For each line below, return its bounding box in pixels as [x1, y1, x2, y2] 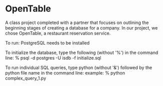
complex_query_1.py [5, 75, 46, 81]
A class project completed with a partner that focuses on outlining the [5, 19, 149, 25]
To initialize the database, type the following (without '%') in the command [5, 49, 158, 55]
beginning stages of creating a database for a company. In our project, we [5, 24, 158, 30]
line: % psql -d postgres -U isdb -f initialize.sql [5, 54, 101, 60]
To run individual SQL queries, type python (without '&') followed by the [5, 64, 152, 70]
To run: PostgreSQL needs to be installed [5, 39, 90, 45]
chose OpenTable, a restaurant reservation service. [5, 30, 111, 36]
